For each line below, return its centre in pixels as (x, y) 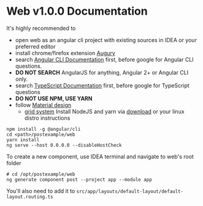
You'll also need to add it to (41, 191)
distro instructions (47, 118)
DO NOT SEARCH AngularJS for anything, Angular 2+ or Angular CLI (102, 72)
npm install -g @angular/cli (44, 129)
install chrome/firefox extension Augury (65, 53)
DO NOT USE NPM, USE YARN (54, 98)
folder (14, 163)
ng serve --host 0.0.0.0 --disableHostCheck (64, 145)
